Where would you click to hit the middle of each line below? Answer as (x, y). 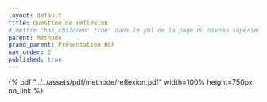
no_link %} (26, 90)
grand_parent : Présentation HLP (62, 45)
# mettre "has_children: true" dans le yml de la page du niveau (118, 30)
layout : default (35, 15)
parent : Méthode (35, 38)
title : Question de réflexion (58, 23)
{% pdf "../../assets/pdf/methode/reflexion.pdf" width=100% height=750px (130, 82)
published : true (35, 60)
